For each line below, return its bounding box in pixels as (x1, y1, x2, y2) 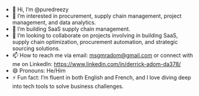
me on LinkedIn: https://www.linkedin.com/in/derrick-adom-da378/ (12, 61, 181, 67)
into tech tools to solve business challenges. (12, 83, 124, 90)
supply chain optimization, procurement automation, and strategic (12, 39, 178, 45)
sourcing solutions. (12, 45, 60, 52)
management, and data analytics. (12, 19, 96, 26)
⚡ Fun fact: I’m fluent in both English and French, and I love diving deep (12, 74, 191, 81)
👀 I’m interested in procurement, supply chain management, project (12, 12, 182, 20)
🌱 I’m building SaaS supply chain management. (12, 25, 131, 32)
